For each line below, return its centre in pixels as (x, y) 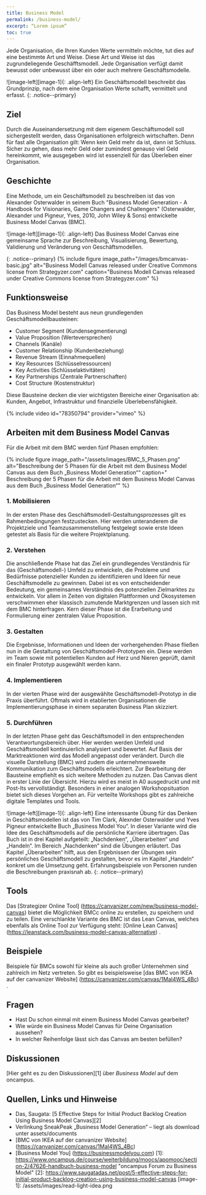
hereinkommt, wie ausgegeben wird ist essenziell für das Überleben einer (99, 155)
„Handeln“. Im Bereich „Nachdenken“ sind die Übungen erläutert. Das (94, 845)
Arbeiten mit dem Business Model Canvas (88, 433)
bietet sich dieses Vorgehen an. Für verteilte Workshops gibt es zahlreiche (100, 794)
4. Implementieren (34, 680)
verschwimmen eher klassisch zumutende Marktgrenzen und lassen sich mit (103, 603)
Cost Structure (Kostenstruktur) (55, 383)
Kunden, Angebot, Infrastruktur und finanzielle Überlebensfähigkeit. (92, 401)
